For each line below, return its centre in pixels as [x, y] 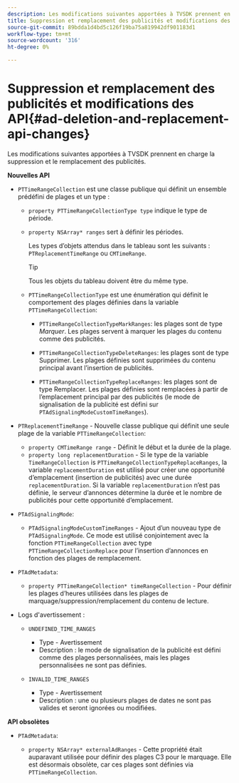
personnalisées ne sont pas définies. [93, 665]
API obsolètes [28, 722]
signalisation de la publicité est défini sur [99, 404]
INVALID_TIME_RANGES [59, 679]
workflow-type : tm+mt [39, 34]
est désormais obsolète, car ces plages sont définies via [111, 764]
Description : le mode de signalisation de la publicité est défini [130, 650]
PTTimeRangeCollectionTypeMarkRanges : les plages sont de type [131, 323]
